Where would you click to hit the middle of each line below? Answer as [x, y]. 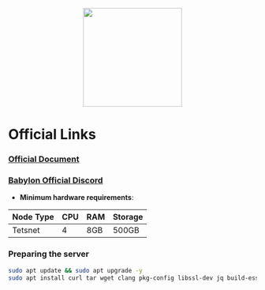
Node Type [33, 217]
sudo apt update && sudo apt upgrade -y [76, 270]
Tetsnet [26, 231]
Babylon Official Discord [56, 180]
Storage [128, 217]
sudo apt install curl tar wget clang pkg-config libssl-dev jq [116, 278]
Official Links [52, 135]
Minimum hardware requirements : [77, 198]
